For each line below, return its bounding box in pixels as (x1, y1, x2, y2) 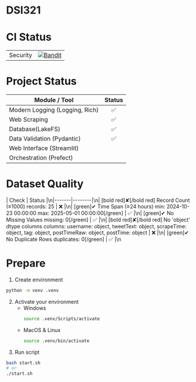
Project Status (6, 75, 77, 88)
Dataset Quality (6, 177, 84, 191)
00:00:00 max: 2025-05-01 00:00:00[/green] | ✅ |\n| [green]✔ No (13, 210, 174, 217)
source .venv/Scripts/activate (23, 315, 100, 321)
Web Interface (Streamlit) (9, 144, 79, 152)
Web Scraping (9, 115, 48, 124)
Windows (23, 304, 46, 311)
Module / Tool (34, 96, 74, 104)
